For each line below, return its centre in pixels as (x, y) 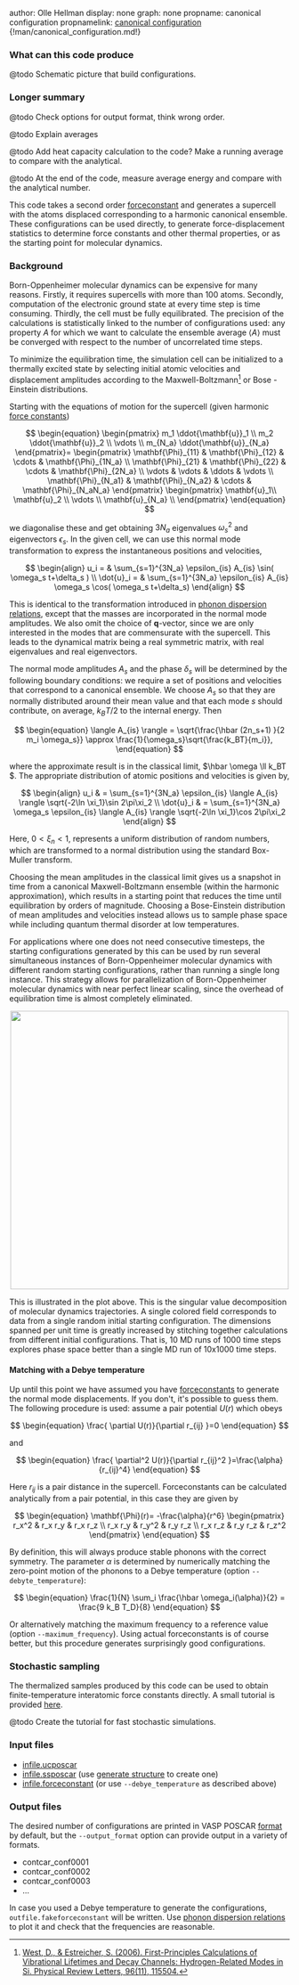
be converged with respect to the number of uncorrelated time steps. (136, 341)
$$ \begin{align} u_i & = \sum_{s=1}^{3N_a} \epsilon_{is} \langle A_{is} (149, 793)
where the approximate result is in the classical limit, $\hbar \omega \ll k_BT (148, 766)
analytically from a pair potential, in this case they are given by (124, 1498)
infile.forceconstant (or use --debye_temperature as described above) (149, 1783)
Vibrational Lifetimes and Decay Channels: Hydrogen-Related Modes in (153, 1961)
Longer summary (47, 97)
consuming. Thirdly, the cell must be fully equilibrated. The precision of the (147, 313)
